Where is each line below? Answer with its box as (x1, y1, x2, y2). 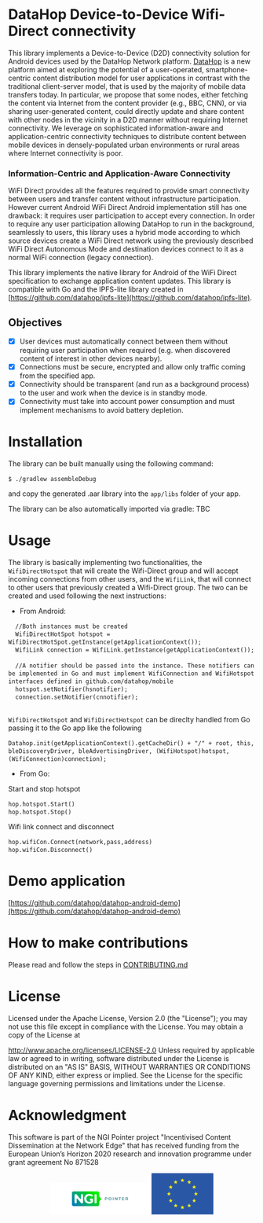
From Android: (19, 607, 67, 616)
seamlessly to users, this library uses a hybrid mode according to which (8, 228, 241, 237)
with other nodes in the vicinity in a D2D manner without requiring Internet (8, 115, 248, 124)
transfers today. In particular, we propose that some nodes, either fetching (8, 90, 249, 99)
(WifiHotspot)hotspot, (155, 747, 230, 755)
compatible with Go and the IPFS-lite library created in (8, 285, 184, 294)
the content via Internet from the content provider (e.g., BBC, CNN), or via (8, 98, 247, 108)
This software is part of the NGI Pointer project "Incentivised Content (8, 1132, 232, 1141)
